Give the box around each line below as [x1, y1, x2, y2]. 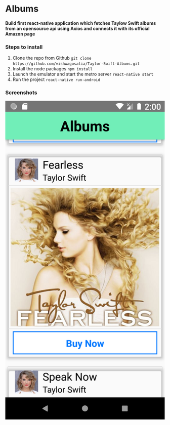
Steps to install [5, 44, 43, 51]
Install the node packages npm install [12, 66, 93, 72]
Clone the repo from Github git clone [12, 55, 92, 61]
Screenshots [5, 89, 37, 96]
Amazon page [5, 31, 35, 37]
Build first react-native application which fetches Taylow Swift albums [5, 20, 156, 26]
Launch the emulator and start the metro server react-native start [12, 71, 154, 77]
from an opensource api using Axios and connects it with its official [5, 25, 150, 31]
